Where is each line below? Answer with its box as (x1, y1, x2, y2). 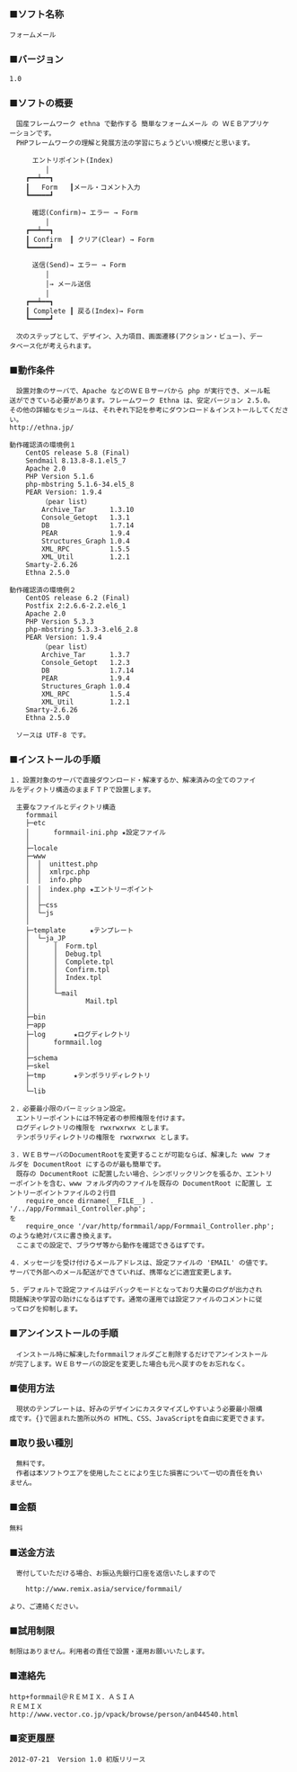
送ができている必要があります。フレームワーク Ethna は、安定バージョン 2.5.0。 (9, 396, 275, 406)
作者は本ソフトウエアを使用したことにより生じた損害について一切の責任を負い (15, 1469, 263, 1478)
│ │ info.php (25, 876, 83, 885)
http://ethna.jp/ (9, 423, 74, 433)
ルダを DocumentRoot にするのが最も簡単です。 (9, 1160, 166, 1169)
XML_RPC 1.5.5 (41, 544, 130, 554)
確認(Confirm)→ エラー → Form (31, 208, 138, 217)
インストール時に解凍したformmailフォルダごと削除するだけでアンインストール (15, 1350, 268, 1359)
